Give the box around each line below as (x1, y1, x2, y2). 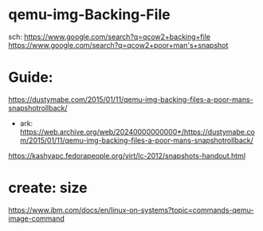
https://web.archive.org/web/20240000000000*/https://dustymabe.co (19, 127, 255, 136)
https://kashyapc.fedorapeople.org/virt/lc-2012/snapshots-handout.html (8, 151, 245, 160)
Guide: (8, 69, 53, 87)
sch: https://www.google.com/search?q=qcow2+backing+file (8, 32, 211, 41)
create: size (8, 179, 88, 197)
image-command (8, 213, 65, 223)
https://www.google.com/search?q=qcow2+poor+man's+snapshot (8, 40, 229, 49)
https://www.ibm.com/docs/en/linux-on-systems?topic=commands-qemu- (8, 205, 254, 214)
